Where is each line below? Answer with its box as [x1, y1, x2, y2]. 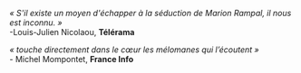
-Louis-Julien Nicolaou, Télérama [9, 27, 135, 37]
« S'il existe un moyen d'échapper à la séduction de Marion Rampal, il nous [9, 8, 292, 18]
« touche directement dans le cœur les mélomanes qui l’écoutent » [9, 44, 260, 55]
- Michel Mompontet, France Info [9, 54, 134, 64]
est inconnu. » [9, 17, 63, 28]
